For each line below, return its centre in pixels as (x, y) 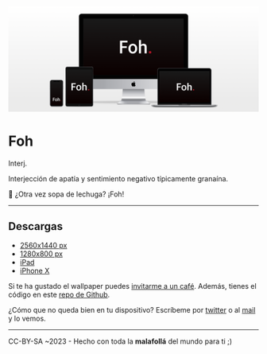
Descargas (36, 226)
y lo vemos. (27, 319)
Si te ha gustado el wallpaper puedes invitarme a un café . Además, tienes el (132, 286)
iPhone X (35, 271)
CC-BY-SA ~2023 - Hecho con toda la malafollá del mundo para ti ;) (120, 341)
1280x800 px (41, 254)
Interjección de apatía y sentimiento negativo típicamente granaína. (118, 178)
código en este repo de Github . (59, 295)
